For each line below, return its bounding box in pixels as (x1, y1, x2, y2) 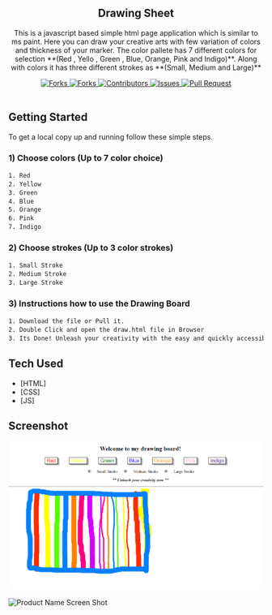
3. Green (8, 188, 38, 197)
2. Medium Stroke (8, 270, 67, 278)
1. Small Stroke (8, 261, 63, 270)
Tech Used (8, 357, 64, 371)
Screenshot (8, 419, 69, 433)
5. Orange (8, 206, 42, 214)
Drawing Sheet (97, 6, 174, 20)
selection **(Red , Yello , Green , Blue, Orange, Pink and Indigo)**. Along (15, 54, 257, 63)
